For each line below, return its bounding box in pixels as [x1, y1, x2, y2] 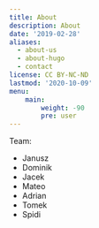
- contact [17, 63, 53, 72]
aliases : [9, 37, 42, 47]
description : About [9, 21, 81, 30]
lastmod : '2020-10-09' [9, 79, 93, 87]
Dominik [21, 163, 53, 173]
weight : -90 [41, 103, 86, 112]
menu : [9, 87, 29, 95]
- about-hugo [17, 54, 65, 63]
